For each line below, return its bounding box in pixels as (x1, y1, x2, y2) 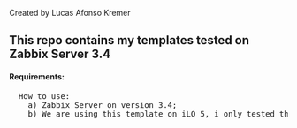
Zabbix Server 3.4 (9, 47, 111, 62)
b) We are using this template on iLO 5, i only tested (27, 109, 276, 118)
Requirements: (9, 71, 65, 82)
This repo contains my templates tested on (9, 33, 250, 48)
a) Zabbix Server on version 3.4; (27, 100, 178, 109)
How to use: (18, 91, 71, 101)
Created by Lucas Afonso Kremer (9, 8, 131, 18)
